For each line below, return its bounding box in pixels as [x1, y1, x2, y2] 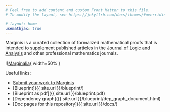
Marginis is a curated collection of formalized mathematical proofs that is [5, 40, 157, 46]
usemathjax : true [5, 26, 42, 31]
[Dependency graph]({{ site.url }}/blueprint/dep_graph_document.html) [12, 96, 161, 102]
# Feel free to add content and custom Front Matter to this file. [5, 7, 151, 13]
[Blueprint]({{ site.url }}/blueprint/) [12, 85, 84, 91]
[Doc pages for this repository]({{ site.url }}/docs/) [12, 101, 118, 107]
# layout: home [5, 21, 37, 26]
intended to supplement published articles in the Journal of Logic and [5, 45, 150, 51]
